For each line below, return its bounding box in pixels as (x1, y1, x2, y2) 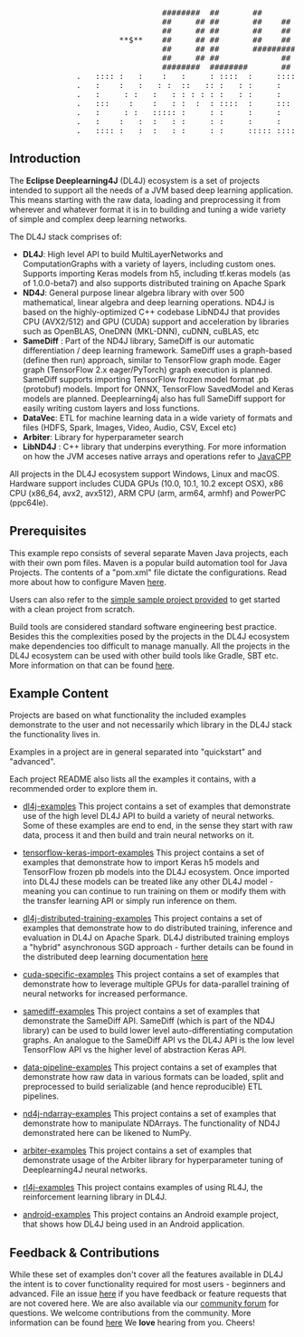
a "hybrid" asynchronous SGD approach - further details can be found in (22, 942, 294, 953)
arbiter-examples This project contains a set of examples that (22, 1145, 252, 1156)
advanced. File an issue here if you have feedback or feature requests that (9, 1288, 287, 1299)
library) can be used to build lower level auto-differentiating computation (22, 1025, 293, 1036)
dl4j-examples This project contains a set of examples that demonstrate (22, 801, 291, 812)
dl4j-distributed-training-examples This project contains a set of (22, 913, 262, 924)
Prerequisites (9, 524, 87, 539)
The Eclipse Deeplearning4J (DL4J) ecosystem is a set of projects (9, 175, 261, 186)
